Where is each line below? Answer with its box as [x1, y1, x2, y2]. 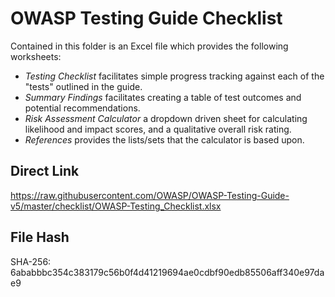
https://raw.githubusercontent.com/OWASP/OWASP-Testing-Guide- [10, 189, 290, 201]
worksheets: [10, 50, 62, 62]
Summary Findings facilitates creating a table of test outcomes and [24, 91, 302, 103]
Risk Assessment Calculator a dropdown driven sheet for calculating [24, 112, 308, 124]
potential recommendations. [24, 102, 141, 114]
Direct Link [10, 163, 80, 180]
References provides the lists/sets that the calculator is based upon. [24, 133, 305, 146]
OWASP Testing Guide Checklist [10, 7, 283, 30]
